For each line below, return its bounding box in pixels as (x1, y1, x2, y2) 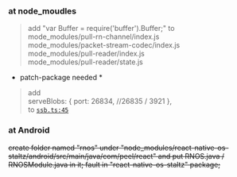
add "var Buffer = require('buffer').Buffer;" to (27, 24, 175, 33)
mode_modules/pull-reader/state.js (27, 57, 143, 67)
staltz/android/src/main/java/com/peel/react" (8, 151, 157, 160)
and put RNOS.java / (157, 151, 225, 160)
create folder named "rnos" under (8, 143, 119, 152)
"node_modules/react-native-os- (120, 143, 229, 152)
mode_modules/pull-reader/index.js (27, 49, 145, 59)
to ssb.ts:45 (27, 105, 69, 114)
